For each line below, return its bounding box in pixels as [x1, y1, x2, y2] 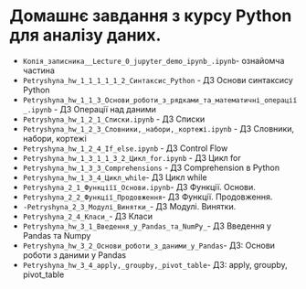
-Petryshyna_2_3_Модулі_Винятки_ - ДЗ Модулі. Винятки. [22, 200, 237, 211]
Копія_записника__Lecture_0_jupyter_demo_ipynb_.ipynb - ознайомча [22, 55, 285, 66]
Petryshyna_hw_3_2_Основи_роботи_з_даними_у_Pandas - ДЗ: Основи [22, 240, 276, 251]
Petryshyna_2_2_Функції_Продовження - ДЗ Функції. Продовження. [22, 191, 273, 202]
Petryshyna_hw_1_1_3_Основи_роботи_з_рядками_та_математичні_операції [22, 95, 298, 105]
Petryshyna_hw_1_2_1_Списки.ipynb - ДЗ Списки [22, 113, 206, 124]
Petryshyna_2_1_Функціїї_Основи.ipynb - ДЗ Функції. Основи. [22, 181, 256, 192]
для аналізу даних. [9, 25, 162, 46]
